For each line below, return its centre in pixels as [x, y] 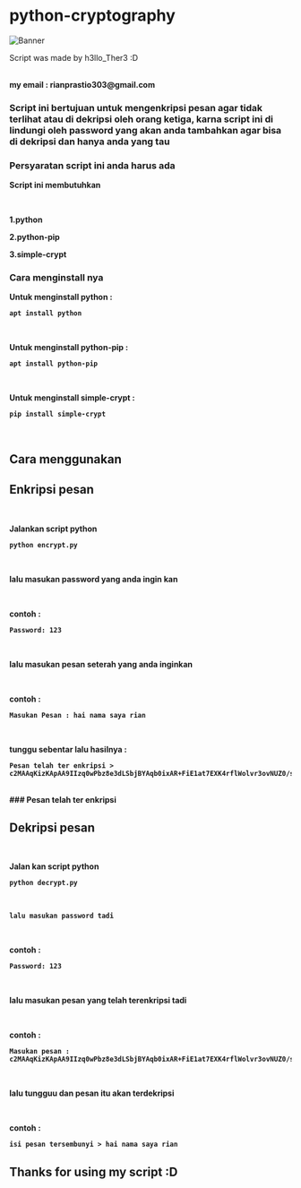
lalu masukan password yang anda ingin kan [94, 579]
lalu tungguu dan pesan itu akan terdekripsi [92, 1093]
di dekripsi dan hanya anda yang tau [90, 142]
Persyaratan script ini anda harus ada [93, 165]
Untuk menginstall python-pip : [69, 348]
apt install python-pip [54, 364]
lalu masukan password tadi [62, 916]
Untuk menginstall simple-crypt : [72, 398]
